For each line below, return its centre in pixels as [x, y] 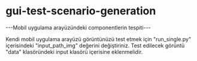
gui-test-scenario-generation [81, 11]
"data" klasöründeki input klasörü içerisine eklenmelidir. [74, 51]
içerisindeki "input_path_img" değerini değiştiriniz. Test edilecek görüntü [95, 45]
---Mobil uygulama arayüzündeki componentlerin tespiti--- [78, 28]
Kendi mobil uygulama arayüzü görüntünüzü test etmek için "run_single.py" [99, 39]
